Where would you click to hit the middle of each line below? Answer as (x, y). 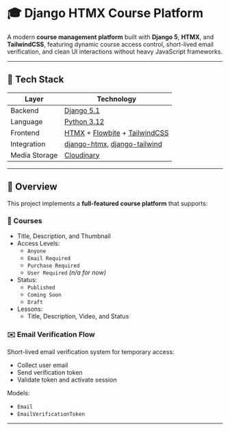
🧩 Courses (25, 221)
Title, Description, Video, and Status (78, 316)
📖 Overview (32, 187)
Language (27, 121)
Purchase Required (53, 266)
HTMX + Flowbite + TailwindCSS (116, 132)
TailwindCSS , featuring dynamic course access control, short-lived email (111, 44)
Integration (28, 143)
